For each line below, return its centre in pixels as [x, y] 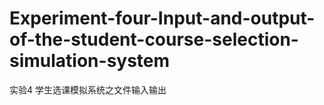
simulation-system [90, 61]
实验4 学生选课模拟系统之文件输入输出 [88, 89]
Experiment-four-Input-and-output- [162, 18]
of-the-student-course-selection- [154, 39]
